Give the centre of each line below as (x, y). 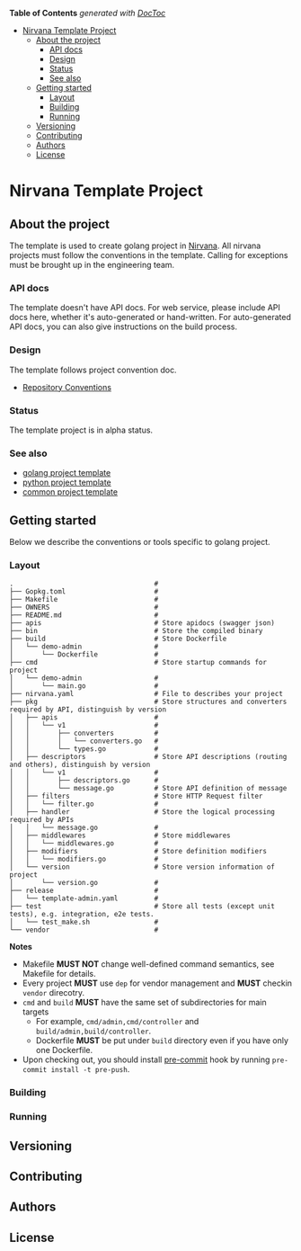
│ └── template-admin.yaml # (84, 898)
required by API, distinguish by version (88, 710)
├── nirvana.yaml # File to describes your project (146, 694)
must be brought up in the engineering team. (92, 265)
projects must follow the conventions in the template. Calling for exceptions (149, 255)
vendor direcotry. (53, 993)
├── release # (84, 891)
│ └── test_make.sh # (84, 922)
